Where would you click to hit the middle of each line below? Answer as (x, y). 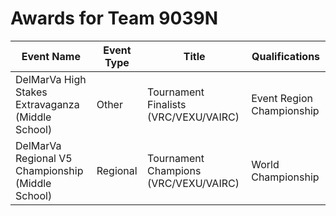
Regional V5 (44, 158)
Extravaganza (47, 104)
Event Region (282, 98)
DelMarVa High (51, 79)
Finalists (167, 104)
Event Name (51, 56)
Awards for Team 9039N (114, 18)
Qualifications (286, 56)
